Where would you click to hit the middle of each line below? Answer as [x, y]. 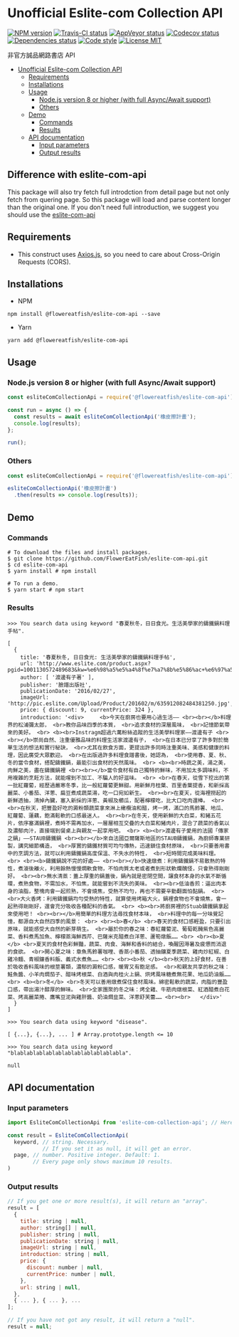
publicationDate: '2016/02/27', [68, 692]
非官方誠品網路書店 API [42, 55]
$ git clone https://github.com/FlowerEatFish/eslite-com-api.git [108, 559]
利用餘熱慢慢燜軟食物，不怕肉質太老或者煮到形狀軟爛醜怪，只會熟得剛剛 [139, 869]
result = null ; [30, 1327]
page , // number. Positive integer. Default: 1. [87, 1155]
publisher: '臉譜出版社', [56, 685]
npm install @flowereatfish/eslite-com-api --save [84, 315]
